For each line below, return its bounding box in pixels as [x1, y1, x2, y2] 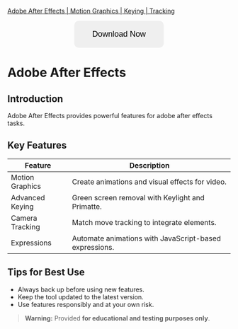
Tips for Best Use [7, 266, 85, 279]
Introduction [7, 93, 64, 105]
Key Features [7, 139, 67, 151]
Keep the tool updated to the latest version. [17, 292, 144, 301]
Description [129, 160, 170, 170]
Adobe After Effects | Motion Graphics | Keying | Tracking [7, 7, 175, 15]
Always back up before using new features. [17, 285, 145, 294]
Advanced [11, 192, 45, 202]
